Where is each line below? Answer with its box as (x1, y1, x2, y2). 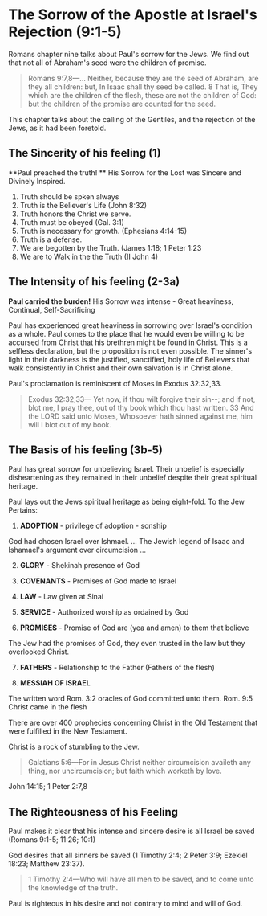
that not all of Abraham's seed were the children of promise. (8, 58, 207, 67)
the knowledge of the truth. (27, 883, 119, 893)
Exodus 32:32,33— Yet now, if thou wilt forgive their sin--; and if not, (27, 394, 256, 403)
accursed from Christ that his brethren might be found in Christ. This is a (8, 337, 249, 347)
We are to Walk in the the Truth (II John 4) (19, 251, 159, 261)
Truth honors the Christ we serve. (19, 209, 131, 219)
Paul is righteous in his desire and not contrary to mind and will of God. (8, 898, 243, 909)
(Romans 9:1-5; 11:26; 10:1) (8, 835, 96, 844)
